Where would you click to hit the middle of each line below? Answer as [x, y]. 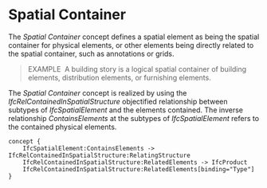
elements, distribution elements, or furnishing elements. [119, 77]
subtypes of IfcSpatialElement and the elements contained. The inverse [126, 110]
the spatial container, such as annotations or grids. [91, 53]
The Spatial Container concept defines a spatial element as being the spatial [134, 37]
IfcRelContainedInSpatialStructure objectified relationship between [118, 101]
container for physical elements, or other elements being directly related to [131, 45]
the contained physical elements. [63, 127]
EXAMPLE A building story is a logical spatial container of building [137, 69]
